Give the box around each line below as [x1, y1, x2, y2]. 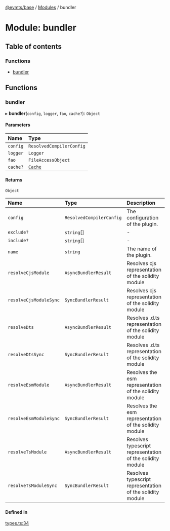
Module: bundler [5, 22, 77, 33]
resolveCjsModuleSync [8, 297, 60, 303]
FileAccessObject [28, 157, 70, 163]
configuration [126, 214, 159, 221]
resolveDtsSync [8, 352, 45, 357]
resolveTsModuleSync [8, 482, 57, 488]
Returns [5, 177, 23, 183]
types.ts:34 [5, 520, 29, 526]
